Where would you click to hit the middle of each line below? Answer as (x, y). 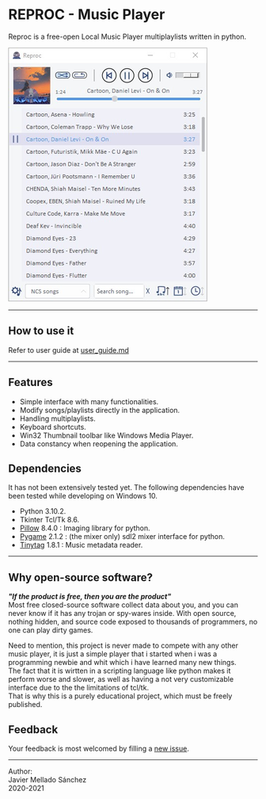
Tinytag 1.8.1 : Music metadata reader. (81, 545)
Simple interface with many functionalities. (89, 401)
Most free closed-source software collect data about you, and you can (123, 605)
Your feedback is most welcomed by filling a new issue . (99, 748)
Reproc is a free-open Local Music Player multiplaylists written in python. (127, 36)
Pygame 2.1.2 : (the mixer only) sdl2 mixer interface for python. (122, 537)
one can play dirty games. (51, 630)
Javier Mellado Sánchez (47, 780)
